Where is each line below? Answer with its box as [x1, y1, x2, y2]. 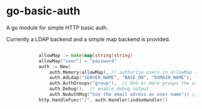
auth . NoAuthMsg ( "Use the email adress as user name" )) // [49, 92, 198, 98]
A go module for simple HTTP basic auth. [6, 24, 108, 31]
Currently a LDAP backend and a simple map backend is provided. [6, 35, 171, 43]
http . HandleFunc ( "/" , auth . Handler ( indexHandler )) [38, 97, 168, 103]
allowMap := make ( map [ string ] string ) [38, 52, 133, 58]
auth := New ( [38, 63, 71, 69]
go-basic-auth [6, 4, 81, 18]
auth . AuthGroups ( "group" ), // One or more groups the [49, 80, 189, 86]
